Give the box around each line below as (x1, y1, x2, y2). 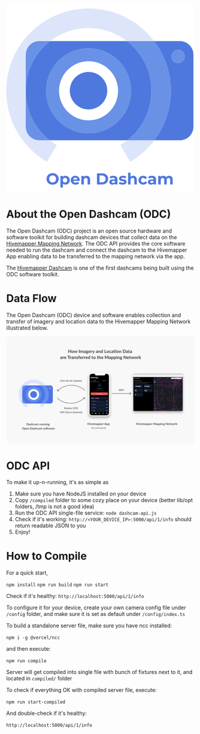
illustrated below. (6, 324, 49, 331)
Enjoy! (14, 528, 31, 536)
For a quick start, (6, 569, 48, 576)
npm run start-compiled (6, 699, 66, 705)
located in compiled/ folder (6, 675, 72, 682)
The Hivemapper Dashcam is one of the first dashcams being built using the (6, 264, 194, 271)
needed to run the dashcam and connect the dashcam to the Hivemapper (6, 246, 187, 253)
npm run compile (6, 658, 47, 664)
